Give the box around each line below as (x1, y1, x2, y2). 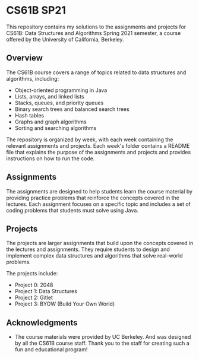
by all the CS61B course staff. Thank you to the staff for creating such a (14, 339, 190, 347)
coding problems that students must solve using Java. (6, 206, 138, 214)
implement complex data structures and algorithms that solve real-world (6, 252, 183, 259)
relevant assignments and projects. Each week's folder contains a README (6, 142, 190, 149)
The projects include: (6, 270, 58, 277)
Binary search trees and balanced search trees (14, 105, 129, 113)
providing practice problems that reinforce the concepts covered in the (6, 194, 179, 201)
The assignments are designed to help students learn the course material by (6, 188, 193, 195)
